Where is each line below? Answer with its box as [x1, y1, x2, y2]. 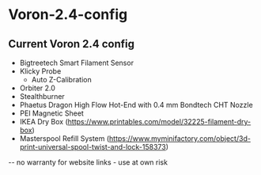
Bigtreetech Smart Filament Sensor [19, 58, 134, 67]
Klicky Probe [19, 67, 62, 76]
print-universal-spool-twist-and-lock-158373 [19, 143, 166, 151]
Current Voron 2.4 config [8, 37, 135, 51]
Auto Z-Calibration [31, 75, 93, 84]
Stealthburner [19, 92, 65, 101]
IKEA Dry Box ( [19, 117, 69, 126]
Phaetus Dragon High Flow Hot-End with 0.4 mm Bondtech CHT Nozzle [19, 101, 253, 109]
